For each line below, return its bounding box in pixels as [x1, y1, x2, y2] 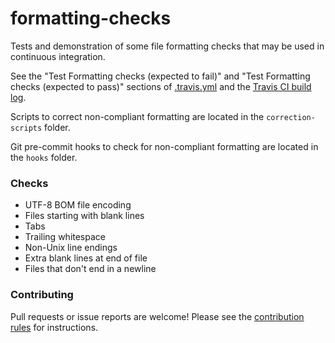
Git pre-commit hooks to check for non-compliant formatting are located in [10, 140, 319, 152]
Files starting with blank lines [24, 210, 145, 222]
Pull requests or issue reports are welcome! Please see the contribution [10, 310, 305, 322]
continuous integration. [10, 50, 106, 62]
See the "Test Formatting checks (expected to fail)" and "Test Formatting [10, 70, 311, 82]
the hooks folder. [10, 151, 78, 163]
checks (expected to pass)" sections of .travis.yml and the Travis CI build [10, 80, 312, 92]
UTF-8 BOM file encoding [24, 199, 132, 211]
